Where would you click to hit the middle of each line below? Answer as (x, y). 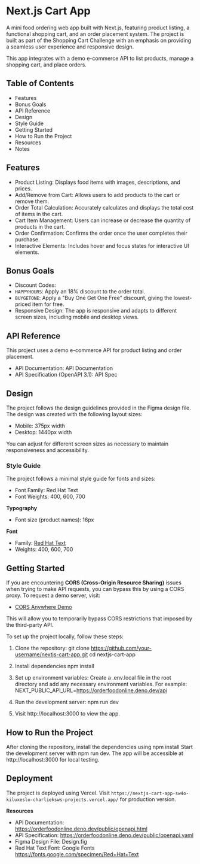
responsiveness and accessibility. (48, 450)
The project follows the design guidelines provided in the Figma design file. (99, 408)
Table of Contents (40, 84)
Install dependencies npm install (54, 666)
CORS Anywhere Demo (44, 607)
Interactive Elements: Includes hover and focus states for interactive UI (102, 245)
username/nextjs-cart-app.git (51, 654)
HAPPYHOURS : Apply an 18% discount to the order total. (80, 292)
